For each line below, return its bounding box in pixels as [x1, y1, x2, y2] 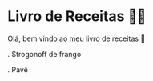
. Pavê [7, 64, 29, 75]
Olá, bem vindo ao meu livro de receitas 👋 [7, 34, 146, 43]
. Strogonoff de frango [7, 49, 82, 59]
